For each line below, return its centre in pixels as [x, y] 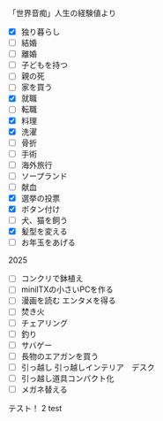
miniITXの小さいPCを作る [67, 289]
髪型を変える [44, 232]
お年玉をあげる [48, 242]
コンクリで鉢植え [52, 279]
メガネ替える [44, 389]
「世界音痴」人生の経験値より [62, 13]
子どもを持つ [44, 65]
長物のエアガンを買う [59, 356]
